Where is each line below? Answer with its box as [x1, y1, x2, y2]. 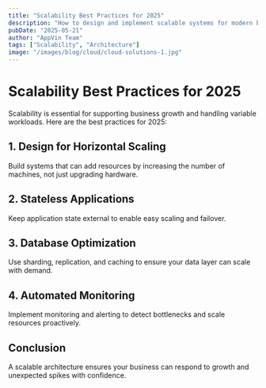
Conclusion [8, 341, 66, 355]
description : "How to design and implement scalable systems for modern [8, 19, 253, 27]
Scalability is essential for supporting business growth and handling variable [8, 108, 257, 118]
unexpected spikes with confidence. [8, 371, 127, 380]
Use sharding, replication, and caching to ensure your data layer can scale [8, 257, 251, 267]
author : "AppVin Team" [8, 33, 83, 42]
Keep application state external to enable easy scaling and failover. [8, 213, 226, 223]
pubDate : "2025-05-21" [8, 26, 83, 34]
